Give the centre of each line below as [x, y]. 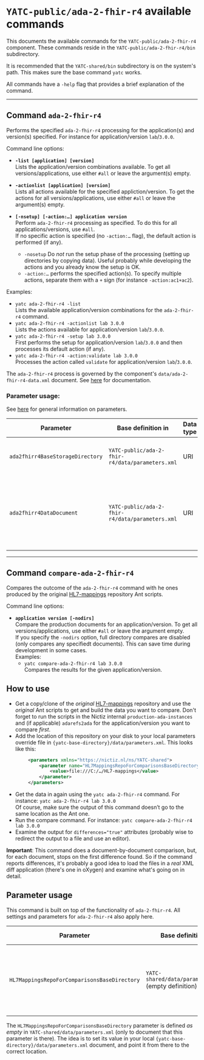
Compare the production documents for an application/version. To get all [106, 624]
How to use [28, 689]
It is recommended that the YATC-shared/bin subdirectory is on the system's [101, 66]
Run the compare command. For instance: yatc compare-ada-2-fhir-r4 [104, 820]
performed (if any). [39, 242]
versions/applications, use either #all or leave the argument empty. [100, 631]
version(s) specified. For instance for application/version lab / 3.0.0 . [90, 137]
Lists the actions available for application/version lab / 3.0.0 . [90, 329]
